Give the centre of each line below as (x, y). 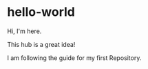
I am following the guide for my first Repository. (74, 58)
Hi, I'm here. (24, 31)
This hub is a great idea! (41, 44)
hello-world (41, 12)
